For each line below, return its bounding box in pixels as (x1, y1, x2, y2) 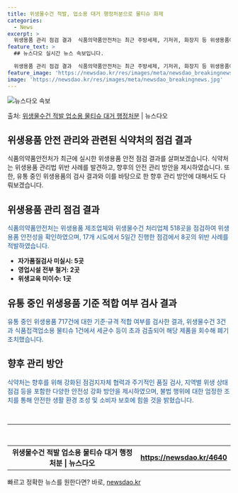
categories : (7, 17, 42, 24)
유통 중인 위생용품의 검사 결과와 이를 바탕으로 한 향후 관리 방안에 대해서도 (16, 172, 219, 181)
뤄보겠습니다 (7, 181, 42, 189)
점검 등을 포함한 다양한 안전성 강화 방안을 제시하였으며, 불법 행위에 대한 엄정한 (7, 387, 223, 395)
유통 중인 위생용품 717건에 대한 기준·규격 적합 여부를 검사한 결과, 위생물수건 (7, 317, 215, 326)
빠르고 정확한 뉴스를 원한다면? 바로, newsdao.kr (7, 477, 141, 486)
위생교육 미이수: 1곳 (17, 275, 72, 283)
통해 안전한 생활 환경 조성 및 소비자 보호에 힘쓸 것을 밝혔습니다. (20, 395, 194, 404)
